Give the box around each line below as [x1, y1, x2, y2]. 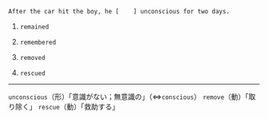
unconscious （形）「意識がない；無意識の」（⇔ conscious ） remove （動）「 [8, 92, 249, 101]
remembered [19, 38, 57, 46]
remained [19, 23, 49, 31]
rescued [19, 69, 45, 77]
